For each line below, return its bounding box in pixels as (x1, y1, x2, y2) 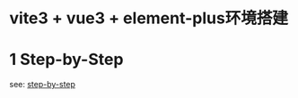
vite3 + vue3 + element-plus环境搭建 (9, 8, 289, 29)
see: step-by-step (9, 79, 76, 90)
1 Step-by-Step (9, 50, 124, 69)
